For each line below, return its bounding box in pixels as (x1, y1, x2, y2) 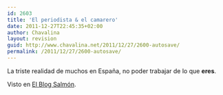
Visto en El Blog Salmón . (7, 80, 77, 88)
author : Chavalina (7, 29, 60, 36)
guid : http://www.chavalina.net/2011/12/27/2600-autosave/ (7, 42, 180, 49)
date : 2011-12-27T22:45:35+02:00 (7, 23, 103, 29)
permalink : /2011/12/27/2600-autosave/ (7, 49, 122, 55)
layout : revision (7, 36, 57, 42)
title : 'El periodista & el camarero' (7, 16, 118, 23)
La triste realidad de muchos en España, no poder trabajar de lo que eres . (7, 66, 217, 75)
